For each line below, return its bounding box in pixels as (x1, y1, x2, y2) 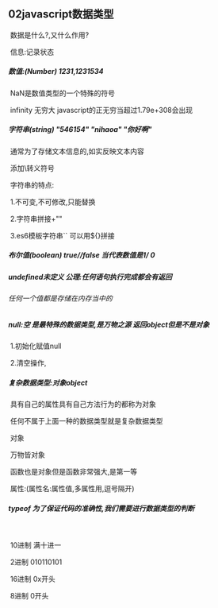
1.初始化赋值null (10, 341, 62, 351)
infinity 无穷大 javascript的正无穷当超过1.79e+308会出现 (10, 105, 193, 114)
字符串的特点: (10, 180, 54, 189)
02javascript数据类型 (8, 7, 114, 21)
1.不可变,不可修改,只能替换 (10, 197, 96, 207)
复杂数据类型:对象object (8, 378, 88, 387)
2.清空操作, (10, 358, 47, 368)
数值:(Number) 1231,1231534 (8, 67, 104, 76)
